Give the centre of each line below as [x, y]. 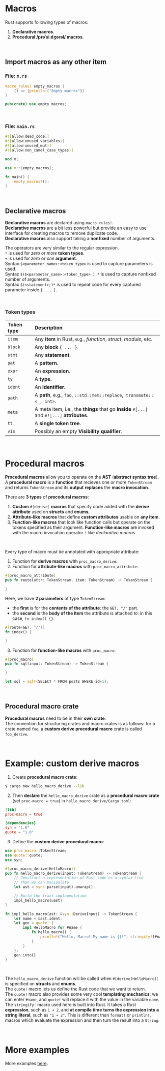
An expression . [52, 371]
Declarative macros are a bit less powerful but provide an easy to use [76, 228]
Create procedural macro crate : [45, 777]
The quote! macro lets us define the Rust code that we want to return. [76, 989]
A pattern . [46, 363]
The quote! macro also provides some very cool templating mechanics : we [82, 994]
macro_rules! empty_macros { [35, 86]
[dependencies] [21, 823]
